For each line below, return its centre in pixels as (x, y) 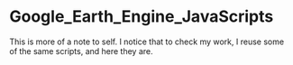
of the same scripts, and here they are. (81, 51)
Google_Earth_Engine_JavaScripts (142, 17)
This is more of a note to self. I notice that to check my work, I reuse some (147, 42)
